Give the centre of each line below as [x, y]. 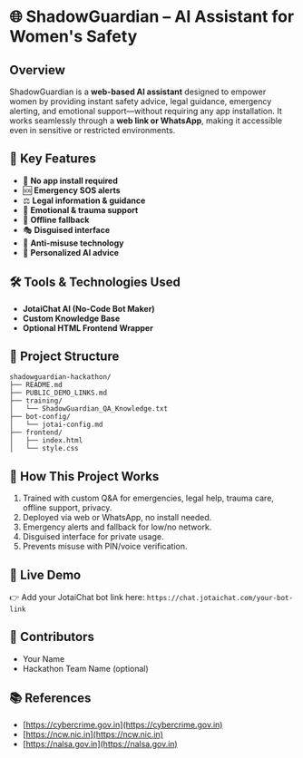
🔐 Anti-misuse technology [73, 243]
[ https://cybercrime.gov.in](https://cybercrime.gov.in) [122, 724]
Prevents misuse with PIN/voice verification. [105, 547]
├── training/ [36, 401]
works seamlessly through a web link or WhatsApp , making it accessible [146, 121]
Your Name [44, 658]
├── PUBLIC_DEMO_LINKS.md [58, 393]
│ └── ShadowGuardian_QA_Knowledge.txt [89, 409]
